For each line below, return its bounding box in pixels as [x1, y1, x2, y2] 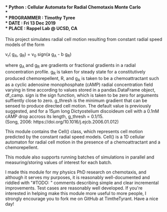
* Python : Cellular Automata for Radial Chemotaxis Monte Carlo [5, 4, 141, 10]
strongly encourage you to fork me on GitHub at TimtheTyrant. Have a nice [5, 195, 159, 202]
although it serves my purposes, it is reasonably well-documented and [5, 174, 150, 180]
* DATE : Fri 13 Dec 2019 [5, 20, 56, 26]
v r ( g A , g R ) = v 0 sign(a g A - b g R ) [5, 51, 72, 58]
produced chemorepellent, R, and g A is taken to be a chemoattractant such [5, 75, 160, 82]
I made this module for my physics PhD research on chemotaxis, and [5, 169, 147, 175]
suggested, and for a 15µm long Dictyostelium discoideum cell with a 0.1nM [5, 108, 160, 114]
